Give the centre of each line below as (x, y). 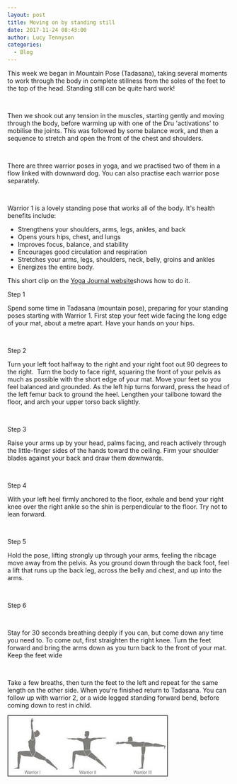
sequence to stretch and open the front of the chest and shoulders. (105, 138)
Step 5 (17, 542)
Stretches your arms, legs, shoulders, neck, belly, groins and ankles (116, 259)
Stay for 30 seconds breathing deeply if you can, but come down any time (116, 633)
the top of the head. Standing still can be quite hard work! (91, 88)
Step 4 (17, 485)
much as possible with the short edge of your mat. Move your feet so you (114, 379)
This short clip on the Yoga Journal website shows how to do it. (99, 281)
